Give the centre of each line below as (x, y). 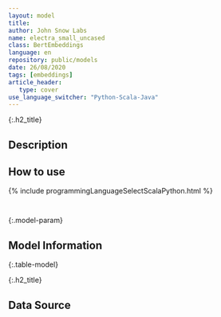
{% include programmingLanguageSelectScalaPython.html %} (110, 191)
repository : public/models (53, 61)
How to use (37, 172)
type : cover (39, 90)
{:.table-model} (33, 264)
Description (38, 145)
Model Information (55, 245)
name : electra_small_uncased (57, 38)
